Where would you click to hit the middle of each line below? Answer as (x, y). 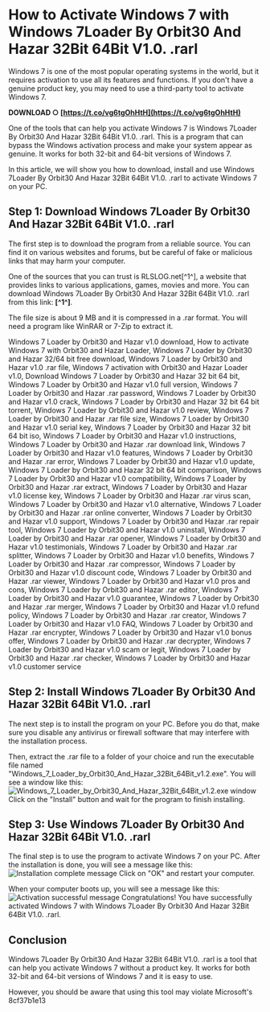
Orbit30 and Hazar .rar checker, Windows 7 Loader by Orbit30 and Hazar (129, 658)
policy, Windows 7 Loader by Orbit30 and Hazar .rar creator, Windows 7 (127, 615)
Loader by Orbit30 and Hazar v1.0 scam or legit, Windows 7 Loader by (125, 649)
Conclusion (38, 940)
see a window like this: (46, 782)
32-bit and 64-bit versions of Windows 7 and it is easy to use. (110, 977)
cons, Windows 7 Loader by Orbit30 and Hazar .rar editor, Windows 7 (123, 590)
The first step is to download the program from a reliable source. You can (129, 244)
